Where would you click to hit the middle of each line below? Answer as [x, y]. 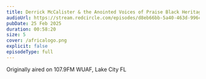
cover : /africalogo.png [37, 40]
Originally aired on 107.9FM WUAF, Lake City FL [67, 69]
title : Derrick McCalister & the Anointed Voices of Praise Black [93, 12]
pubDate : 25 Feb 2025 [34, 23]
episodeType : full [30, 52]
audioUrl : [19, 18]
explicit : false [27, 47]
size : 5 [16, 35]
